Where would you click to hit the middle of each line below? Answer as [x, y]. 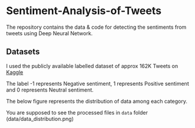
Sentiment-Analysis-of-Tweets [84, 11]
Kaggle [15, 72]
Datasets [23, 52]
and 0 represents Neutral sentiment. [50, 90]
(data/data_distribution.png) [40, 119]
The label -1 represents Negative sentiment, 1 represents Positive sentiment [98, 83]
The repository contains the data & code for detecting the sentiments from [96, 27]
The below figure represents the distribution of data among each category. [97, 101]
